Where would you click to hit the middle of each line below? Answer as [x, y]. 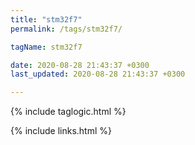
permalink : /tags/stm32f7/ [66, 29]
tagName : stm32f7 [46, 47]
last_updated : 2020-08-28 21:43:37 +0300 [98, 74]
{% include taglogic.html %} [68, 112]
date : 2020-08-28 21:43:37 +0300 [80, 65]
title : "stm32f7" [46, 19]
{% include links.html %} [61, 131]
